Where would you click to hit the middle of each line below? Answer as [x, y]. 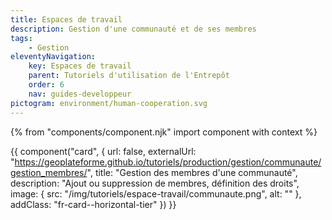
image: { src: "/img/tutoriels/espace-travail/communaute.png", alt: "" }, [156, 193]
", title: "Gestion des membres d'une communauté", [192, 172]
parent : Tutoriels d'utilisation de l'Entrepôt [129, 76]
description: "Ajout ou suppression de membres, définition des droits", [155, 183]
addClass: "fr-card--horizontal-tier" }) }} [93, 204]
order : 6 [46, 85]
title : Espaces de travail [66, 19]
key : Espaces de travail [80, 66]
